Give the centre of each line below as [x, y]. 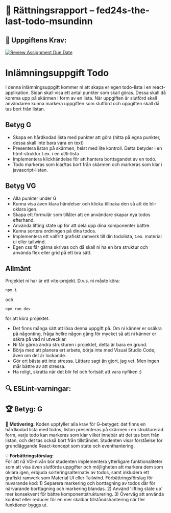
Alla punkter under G [34, 198]
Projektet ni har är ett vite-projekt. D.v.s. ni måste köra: [63, 281]
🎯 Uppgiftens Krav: [36, 40]
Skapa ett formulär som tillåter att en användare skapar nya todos [81, 215]
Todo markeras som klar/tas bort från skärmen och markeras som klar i [87, 164]
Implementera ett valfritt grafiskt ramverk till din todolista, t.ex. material [87, 236]
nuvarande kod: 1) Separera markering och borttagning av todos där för [80, 483]
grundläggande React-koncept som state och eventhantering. [70, 446]
